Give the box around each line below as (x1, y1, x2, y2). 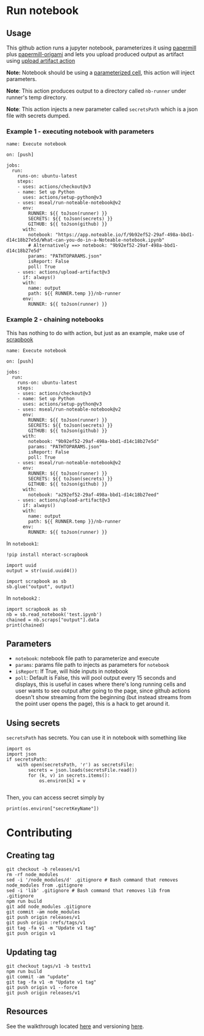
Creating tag (6, 850, 55, 860)
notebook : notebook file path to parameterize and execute (15, 655, 160, 662)
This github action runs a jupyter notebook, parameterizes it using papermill (6, 44, 197, 51)
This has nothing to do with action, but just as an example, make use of (6, 329, 185, 336)
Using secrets (6, 718, 60, 728)
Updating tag (6, 947, 57, 957)
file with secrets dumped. (6, 112, 70, 119)
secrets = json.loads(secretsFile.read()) (28, 767, 138, 774)
